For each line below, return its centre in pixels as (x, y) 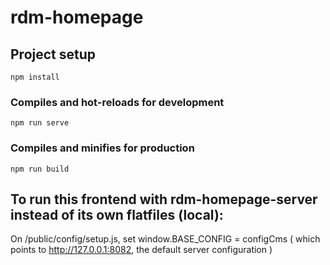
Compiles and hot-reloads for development (117, 102)
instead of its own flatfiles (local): (117, 214)
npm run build (40, 169)
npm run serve (40, 123)
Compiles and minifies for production (102, 148)
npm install (35, 77)
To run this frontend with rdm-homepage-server (164, 199)
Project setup (53, 54)
